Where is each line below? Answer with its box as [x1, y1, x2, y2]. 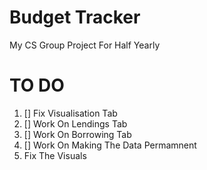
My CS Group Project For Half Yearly [9, 39, 161, 51]
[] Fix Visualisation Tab [23, 107, 118, 119]
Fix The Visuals [23, 149, 87, 161]
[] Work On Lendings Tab [23, 117, 128, 130]
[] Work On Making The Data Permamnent [23, 139, 197, 151]
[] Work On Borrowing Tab [23, 128, 132, 140]
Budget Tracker [9, 6, 141, 29]
